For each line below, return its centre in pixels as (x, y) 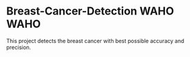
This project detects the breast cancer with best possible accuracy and (95, 41)
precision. (19, 47)
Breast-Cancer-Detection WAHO (90, 11)
